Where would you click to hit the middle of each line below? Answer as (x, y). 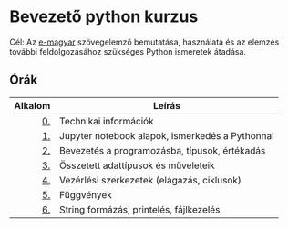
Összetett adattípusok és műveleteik (137, 165)
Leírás (167, 105)
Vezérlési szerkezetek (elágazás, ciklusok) (150, 180)
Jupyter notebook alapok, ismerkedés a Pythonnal (167, 135)
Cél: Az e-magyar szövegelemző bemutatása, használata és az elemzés (144, 42)
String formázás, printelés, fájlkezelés (139, 209)
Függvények (85, 194)
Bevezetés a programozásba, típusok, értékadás (162, 150)
